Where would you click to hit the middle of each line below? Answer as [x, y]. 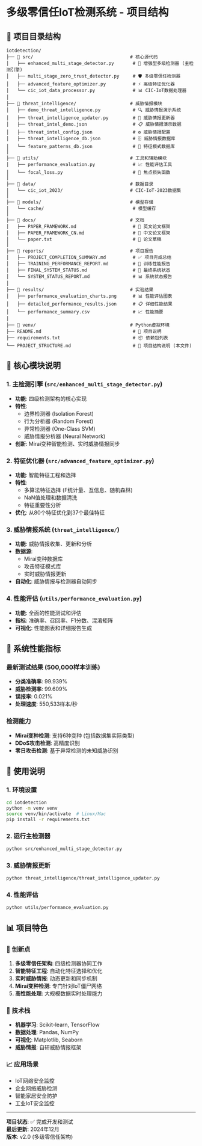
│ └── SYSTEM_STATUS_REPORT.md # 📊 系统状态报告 [89, 277]
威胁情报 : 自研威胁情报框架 [48, 1047]
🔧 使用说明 [26, 771]
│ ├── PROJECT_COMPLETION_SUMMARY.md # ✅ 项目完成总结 [89, 257]
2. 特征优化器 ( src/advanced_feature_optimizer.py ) [80, 461]
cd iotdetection [26, 803]
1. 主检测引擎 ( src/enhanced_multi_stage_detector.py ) [84, 384]
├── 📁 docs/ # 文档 [75, 220]
